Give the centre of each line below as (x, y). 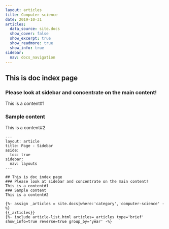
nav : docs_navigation (33, 57)
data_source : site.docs (35, 29)
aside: (12, 151)
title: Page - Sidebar (29, 146)
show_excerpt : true (30, 39)
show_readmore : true (31, 43)
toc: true (20, 155)
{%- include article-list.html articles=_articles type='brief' (75, 217)
